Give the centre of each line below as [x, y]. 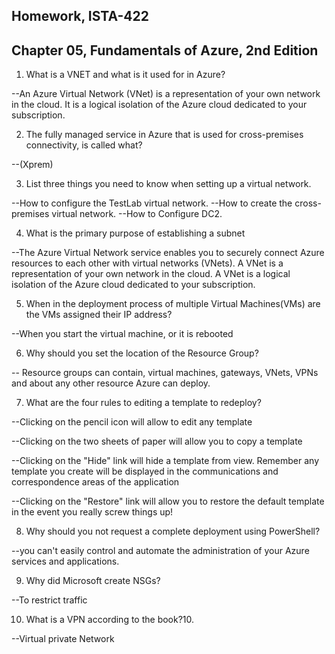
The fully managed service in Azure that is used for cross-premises [164, 135]
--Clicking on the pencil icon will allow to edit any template [132, 422]
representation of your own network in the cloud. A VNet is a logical [151, 274]
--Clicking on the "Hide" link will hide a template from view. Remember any [165, 461]
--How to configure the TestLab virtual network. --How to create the [152, 203]
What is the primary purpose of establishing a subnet [135, 233]
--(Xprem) [32, 165]
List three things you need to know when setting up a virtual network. [168, 184]
